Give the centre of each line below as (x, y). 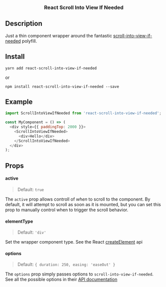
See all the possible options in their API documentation (61, 280)
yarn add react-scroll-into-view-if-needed (51, 68)
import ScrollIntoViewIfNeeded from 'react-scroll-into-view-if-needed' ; (83, 113)
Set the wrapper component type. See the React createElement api (74, 242)
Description (24, 24)
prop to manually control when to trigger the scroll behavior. (67, 210)
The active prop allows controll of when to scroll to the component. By (78, 199)
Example (19, 102)
